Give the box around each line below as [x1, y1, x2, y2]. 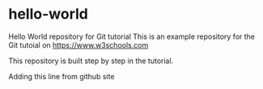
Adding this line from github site [8, 71, 115, 81]
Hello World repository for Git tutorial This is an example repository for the [8, 32, 256, 41]
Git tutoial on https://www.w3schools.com [8, 40, 149, 49]
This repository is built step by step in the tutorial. [8, 56, 174, 66]
